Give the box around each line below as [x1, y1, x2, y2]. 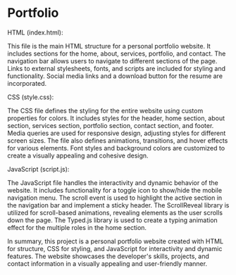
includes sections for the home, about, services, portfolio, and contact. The [7, 49, 226, 58]
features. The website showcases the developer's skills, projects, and [7, 252, 210, 260]
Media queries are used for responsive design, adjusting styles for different [7, 129, 226, 137]
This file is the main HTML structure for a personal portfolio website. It [7, 41, 211, 50]
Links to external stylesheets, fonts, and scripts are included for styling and [7, 64, 226, 72]
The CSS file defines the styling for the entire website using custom [7, 106, 204, 115]
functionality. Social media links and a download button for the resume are [7, 72, 223, 80]
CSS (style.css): [7, 93, 54, 101]
